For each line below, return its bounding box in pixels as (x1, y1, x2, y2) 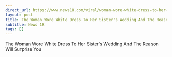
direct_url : (5, 7, 31, 13)
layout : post (5, 12, 33, 17)
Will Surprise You (5, 46, 42, 52)
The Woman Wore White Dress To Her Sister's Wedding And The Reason (5, 41, 159, 47)
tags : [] (5, 27, 24, 32)
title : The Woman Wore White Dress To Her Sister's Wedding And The (5, 17, 155, 22)
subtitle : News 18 (5, 22, 45, 27)
